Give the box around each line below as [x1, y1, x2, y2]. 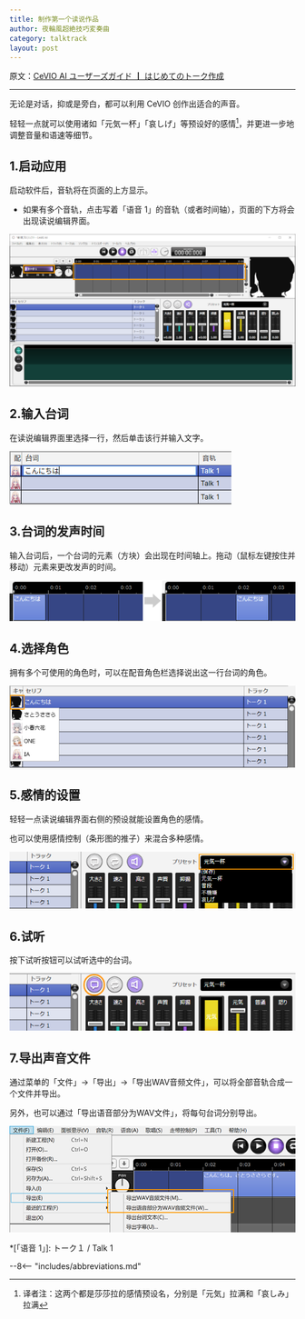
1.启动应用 [9, 159, 67, 175]
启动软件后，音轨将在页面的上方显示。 [9, 185, 152, 195]
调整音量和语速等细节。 [9, 129, 97, 140]
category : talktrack [9, 34, 88, 43]
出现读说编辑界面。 [22, 215, 95, 226]
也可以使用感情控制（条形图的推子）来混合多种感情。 [9, 833, 209, 844]
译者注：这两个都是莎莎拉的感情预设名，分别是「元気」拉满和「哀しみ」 [22, 1288, 293, 1299]
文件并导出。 [16, 1087, 65, 1099]
